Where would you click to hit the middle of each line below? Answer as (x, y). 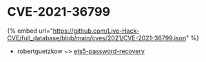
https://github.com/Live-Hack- (96, 31)
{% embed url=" (30, 31)
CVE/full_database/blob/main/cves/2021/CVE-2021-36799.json (97, 37)
